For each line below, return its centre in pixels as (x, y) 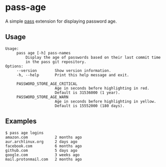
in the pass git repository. (56, 62)
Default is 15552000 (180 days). (90, 106)
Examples (21, 121)
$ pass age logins (24, 133)
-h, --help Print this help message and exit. (73, 75)
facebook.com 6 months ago (44, 146)
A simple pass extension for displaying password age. (61, 21)
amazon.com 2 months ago (44, 137)
